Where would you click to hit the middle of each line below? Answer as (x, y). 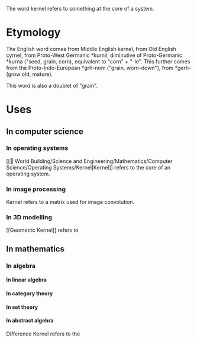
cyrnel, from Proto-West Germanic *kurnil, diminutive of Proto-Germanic (94, 55)
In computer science (45, 131)
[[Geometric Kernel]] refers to (42, 230)
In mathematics (35, 249)
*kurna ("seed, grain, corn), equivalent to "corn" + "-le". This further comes (98, 61)
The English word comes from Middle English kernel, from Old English (91, 49)
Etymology (33, 33)
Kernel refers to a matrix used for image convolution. (70, 202)
